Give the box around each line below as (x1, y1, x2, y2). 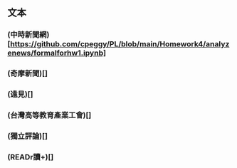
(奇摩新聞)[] (7, 68, 48, 78)
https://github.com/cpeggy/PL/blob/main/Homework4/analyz (10, 39, 230, 49)
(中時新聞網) (7, 30, 50, 40)
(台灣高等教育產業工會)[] (7, 110, 92, 120)
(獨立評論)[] (7, 131, 48, 141)
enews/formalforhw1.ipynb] (7, 48, 107, 58)
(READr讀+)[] (7, 152, 54, 162)
